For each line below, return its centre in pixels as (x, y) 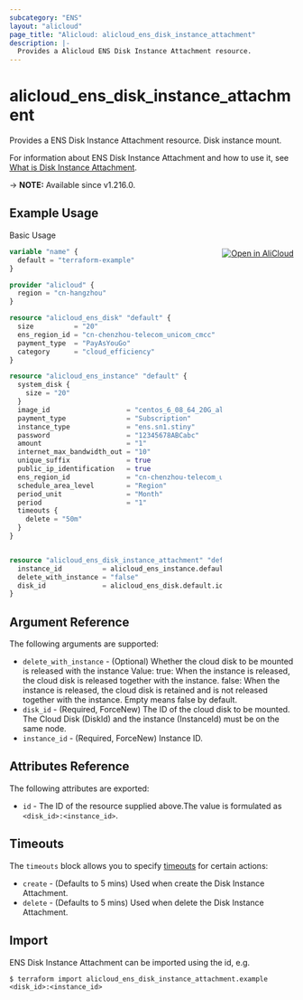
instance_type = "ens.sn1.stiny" (106, 427)
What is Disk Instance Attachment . (73, 167)
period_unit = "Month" (91, 494)
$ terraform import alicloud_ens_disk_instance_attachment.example (139, 979)
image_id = (74, 410)
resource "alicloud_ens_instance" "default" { (98, 376)
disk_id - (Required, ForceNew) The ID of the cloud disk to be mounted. (156, 710)
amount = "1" (82, 444)
